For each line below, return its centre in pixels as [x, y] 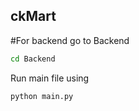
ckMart [33, 16]
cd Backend [33, 59]
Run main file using [50, 78]
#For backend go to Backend [70, 40]
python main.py [42, 96]
